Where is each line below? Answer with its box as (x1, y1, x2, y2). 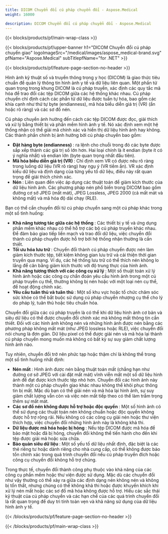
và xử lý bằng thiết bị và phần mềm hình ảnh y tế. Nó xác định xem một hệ (5, 121, 158, 128)
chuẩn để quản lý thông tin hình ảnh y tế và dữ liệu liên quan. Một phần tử (5, 80, 157, 86)
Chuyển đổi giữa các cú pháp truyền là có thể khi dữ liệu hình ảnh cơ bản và (5, 309, 162, 316)
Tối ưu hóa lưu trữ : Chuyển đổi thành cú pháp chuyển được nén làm (12, 247, 154, 253)
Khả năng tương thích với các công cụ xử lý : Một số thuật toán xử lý (12, 268, 155, 274)
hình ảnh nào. (5, 341, 34, 347)
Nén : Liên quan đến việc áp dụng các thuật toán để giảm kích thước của (12, 179, 163, 186)
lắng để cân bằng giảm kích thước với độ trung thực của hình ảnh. (12, 263, 149, 269)
